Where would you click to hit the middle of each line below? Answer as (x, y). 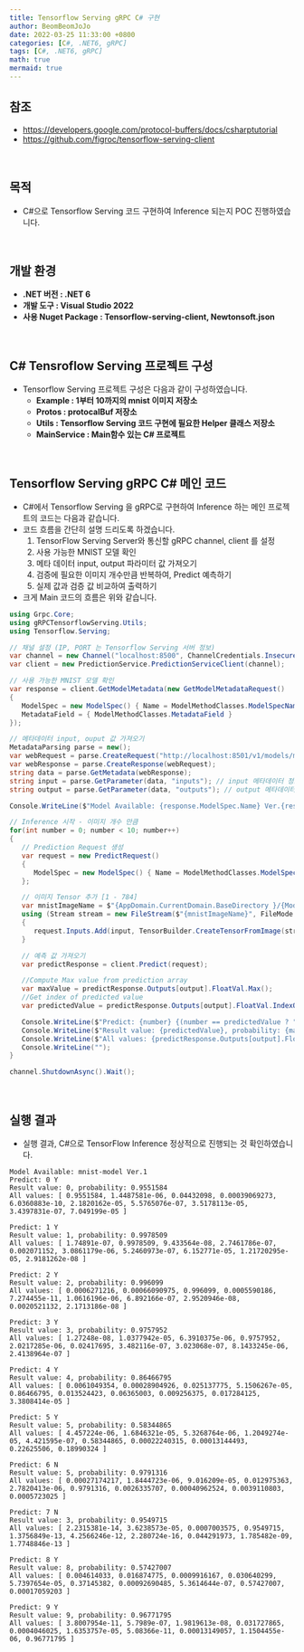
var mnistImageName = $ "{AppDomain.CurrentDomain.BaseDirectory (145, 906)
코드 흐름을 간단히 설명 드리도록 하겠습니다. (99, 529)
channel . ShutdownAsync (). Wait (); (72, 1072)
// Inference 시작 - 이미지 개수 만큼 (74, 822)
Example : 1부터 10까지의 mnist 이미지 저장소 (117, 401)
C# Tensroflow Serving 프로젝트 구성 (111, 366)
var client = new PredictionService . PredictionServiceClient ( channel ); (147, 665)
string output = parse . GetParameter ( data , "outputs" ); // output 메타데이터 (152, 789)
